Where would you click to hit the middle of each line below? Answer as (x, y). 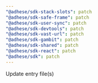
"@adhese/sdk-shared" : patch (42, 46)
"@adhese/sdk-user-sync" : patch (46, 23)
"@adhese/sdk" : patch (33, 57)
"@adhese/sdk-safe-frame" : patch (47, 17)
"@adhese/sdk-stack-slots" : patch (49, 12)
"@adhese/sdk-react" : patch (41, 51)
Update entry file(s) (30, 73)
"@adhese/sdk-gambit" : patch (42, 40)
